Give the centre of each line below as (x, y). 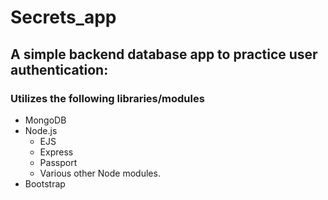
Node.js (41, 130)
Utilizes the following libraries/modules (107, 98)
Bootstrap (45, 183)
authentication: (59, 69)
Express (56, 152)
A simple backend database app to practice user (164, 54)
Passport (58, 162)
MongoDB (45, 120)
